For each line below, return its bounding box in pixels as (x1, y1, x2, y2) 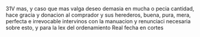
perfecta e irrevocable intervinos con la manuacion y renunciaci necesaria (5, 18, 191, 24)
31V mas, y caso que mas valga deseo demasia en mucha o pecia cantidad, (5, 5, 195, 12)
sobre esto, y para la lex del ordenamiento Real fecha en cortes (5, 24, 164, 31)
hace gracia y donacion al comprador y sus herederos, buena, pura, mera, (5, 11, 192, 18)
